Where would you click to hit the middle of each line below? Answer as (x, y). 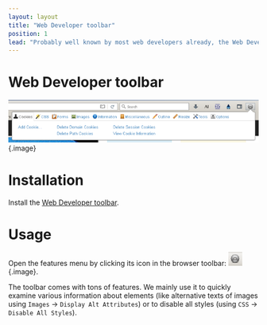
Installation (46, 180)
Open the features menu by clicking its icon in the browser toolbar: (117, 264)
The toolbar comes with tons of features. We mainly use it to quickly (120, 288)
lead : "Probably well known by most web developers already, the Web (126, 42)
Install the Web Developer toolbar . (64, 202)
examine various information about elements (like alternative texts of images (133, 296)
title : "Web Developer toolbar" (62, 25)
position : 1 (28, 33)
